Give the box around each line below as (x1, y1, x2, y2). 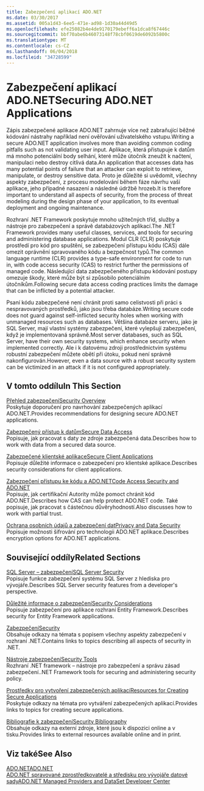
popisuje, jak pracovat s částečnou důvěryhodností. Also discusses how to (6, 503, 192, 511)
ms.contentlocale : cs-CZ (6, 43, 69, 49)
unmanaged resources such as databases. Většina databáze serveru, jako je (6, 318, 198, 326)
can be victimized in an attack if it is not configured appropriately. (6, 363, 171, 371)
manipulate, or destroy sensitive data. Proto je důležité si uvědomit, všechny (6, 172, 197, 179)
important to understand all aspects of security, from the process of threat (6, 191, 193, 198)
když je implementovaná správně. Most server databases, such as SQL (6, 331, 183, 338)
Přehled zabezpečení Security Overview (6, 397, 106, 405)
